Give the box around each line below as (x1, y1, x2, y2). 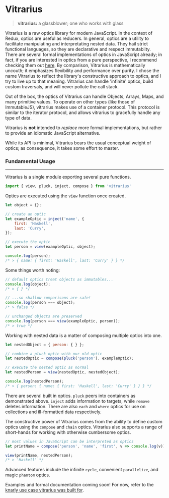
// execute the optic (5, 240, 51, 245)
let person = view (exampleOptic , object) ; (5, 244, 96, 249)
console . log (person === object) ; (5, 300, 75, 305)
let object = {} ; (5, 203, 42, 208)
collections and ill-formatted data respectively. (5, 409, 102, 415)
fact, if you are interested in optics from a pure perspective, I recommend (5, 57, 157, 63)
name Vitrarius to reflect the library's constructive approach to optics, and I (5, 73, 161, 79)
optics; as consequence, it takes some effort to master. (5, 145, 120, 151)
